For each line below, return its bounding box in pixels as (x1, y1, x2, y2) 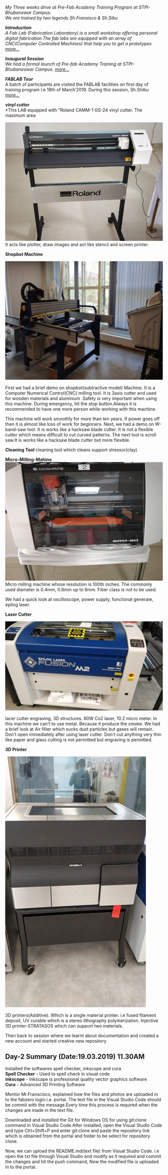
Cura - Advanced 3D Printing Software (5, 1082, 85, 1088)
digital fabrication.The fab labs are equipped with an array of (5, 35, 132, 41)
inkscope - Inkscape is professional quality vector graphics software (5, 1076, 147, 1082)
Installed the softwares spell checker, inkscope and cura (5, 1066, 121, 1072)
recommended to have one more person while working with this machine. (5, 406, 156, 412)
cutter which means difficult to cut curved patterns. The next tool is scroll (5, 432, 156, 438)
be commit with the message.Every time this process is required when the (5, 1102, 158, 1108)
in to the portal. (5, 1164, 36, 1170)
